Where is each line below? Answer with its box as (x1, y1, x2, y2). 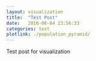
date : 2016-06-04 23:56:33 (6, 20, 80, 26)
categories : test (6, 25, 50, 32)
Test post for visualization (6, 48, 71, 55)
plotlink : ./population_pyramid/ (6, 31, 91, 37)
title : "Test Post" (6, 14, 59, 21)
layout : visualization (6, 8, 63, 15)
